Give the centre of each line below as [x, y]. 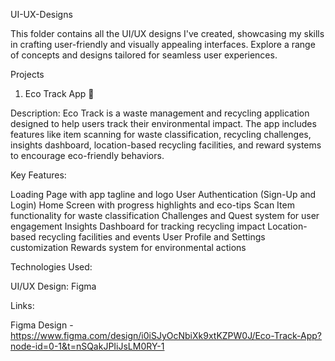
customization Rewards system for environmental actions [128, 247]
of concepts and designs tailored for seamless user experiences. [144, 55]
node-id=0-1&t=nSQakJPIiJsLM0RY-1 [87, 346]
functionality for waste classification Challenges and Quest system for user [165, 215]
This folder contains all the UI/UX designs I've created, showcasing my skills [167, 33]
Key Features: [38, 175]
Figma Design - [42, 325]
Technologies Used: [51, 267]
